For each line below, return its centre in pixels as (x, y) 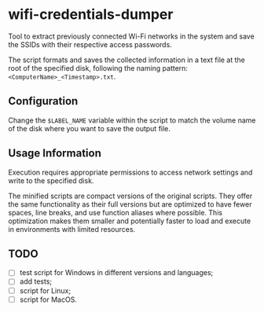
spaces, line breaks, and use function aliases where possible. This (115, 212)
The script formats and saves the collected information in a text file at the (127, 60)
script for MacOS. (48, 299)
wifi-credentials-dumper (91, 15)
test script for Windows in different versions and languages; (116, 273)
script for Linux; (45, 290)
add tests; (36, 281)
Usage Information (55, 154)
